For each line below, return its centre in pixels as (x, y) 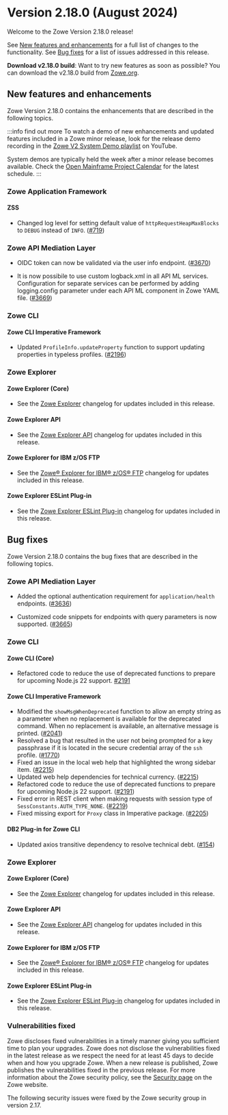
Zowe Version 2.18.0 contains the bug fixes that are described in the (102, 556)
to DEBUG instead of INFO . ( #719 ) (60, 230)
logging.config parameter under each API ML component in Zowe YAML (118, 291)
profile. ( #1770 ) (38, 755)
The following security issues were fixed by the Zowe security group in (107, 1098)
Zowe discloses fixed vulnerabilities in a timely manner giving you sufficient (113, 1041)
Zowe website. (28, 1084)
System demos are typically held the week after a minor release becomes (110, 159)
